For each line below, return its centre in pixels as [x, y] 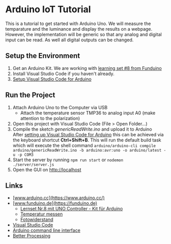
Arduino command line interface [46, 230]
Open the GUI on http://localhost [47, 169]
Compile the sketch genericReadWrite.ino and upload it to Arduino [82, 129]
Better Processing [32, 236]
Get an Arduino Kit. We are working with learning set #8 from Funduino [87, 68]
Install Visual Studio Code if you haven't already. [64, 74]
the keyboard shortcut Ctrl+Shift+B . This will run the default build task [87, 140]
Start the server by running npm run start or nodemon [68, 160]
